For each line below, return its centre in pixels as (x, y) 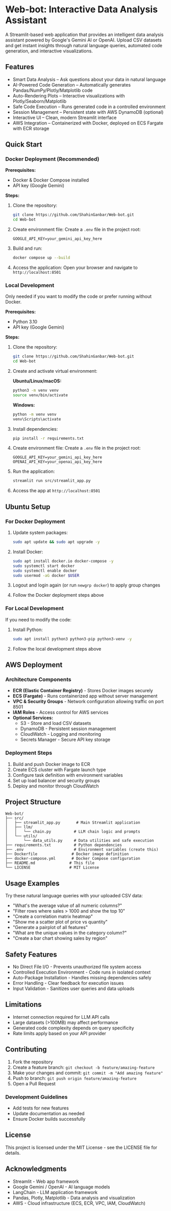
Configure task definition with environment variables (68, 775)
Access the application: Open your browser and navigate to (75, 268)
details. (13, 1153)
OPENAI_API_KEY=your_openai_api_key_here (57, 462)
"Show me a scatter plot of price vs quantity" (60, 922)
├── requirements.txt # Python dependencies (64, 845)
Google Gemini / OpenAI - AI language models (61, 1187)
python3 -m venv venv (36, 391)
